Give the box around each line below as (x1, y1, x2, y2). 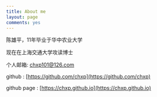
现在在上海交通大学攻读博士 (6, 49, 74, 56)
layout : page (6, 14, 38, 20)
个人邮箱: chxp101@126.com (6, 61, 75, 68)
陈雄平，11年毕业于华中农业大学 (6, 36, 83, 44)
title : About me (6, 8, 46, 15)
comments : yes (6, 19, 41, 25)
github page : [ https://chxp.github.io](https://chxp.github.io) (6, 85, 152, 92)
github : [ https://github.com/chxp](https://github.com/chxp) (6, 73, 151, 80)
